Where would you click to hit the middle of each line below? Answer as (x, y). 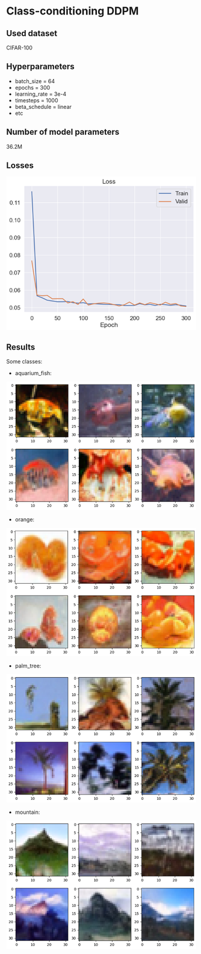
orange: (25, 519)
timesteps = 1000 (36, 100)
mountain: (27, 812)
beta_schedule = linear (43, 107)
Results (21, 347)
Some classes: (24, 362)
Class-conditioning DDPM (73, 11)
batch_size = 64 (35, 81)
